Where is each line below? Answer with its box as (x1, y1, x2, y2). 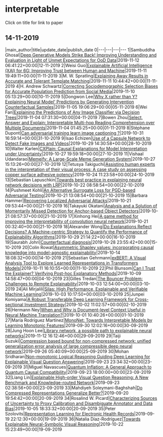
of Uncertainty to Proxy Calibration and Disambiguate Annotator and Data (5, 400, 153, 406)
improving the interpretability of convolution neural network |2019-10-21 (5, 218, 148, 224)
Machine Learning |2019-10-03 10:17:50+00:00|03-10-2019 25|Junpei (5, 291, 145, 297)
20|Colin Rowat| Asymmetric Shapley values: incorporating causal (22, 244, 154, 250)
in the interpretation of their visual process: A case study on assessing (5, 166, 147, 172)
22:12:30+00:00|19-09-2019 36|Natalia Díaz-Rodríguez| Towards (10, 416, 141, 422)
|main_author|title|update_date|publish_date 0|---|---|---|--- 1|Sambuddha (5, 46, 155, 52)
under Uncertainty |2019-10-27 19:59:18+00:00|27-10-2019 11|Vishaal (5, 151, 144, 157)
